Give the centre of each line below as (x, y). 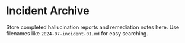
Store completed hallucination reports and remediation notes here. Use (93, 27)
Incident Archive (48, 11)
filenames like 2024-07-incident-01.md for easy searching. (77, 33)
